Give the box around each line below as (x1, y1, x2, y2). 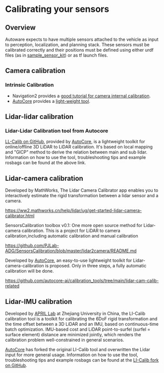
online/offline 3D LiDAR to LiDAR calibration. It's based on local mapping (5, 144, 153, 150)
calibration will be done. (5, 268, 54, 274)
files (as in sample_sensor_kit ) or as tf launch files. (5, 52, 108, 58)
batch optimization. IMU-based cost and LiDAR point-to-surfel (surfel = (5, 326, 151, 332)
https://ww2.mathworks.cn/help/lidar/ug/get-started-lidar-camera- (5, 208, 142, 214)
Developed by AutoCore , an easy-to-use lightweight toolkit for (5, 257, 132, 264)
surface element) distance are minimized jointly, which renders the (5, 332, 141, 337)
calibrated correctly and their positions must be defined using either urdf (5, 47, 154, 53)
